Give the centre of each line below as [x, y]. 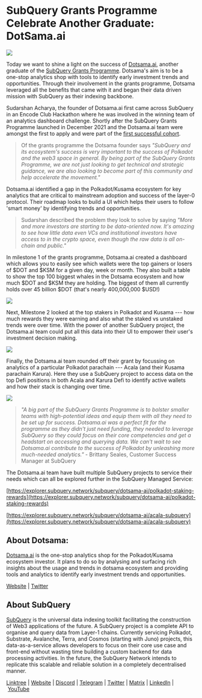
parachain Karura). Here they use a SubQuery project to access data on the [100, 373]
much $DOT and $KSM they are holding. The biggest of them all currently [98, 283]
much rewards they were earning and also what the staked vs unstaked [95, 319]
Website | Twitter [27, 586]
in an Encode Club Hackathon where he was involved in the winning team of [100, 114]
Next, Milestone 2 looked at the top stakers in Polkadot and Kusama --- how [100, 312]
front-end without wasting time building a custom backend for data [89, 652]
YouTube [19, 689]
